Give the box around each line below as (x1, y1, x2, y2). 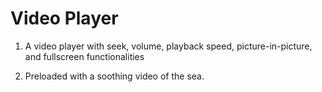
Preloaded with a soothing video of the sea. (24, 70, 205, 82)
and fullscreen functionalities (24, 50, 145, 62)
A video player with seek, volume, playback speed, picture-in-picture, (24, 40, 313, 52)
